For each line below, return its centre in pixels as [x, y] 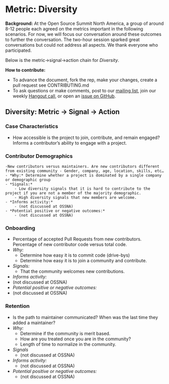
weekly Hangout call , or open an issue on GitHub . [64, 96]
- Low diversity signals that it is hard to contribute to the [82, 189]
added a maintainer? [34, 323]
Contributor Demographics [39, 156]
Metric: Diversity [41, 9]
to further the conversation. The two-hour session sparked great [73, 40]
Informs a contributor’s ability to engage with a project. [70, 143]
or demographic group [28, 180]
